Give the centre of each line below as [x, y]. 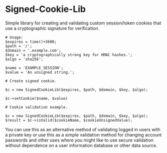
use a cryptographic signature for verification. [52, 28]
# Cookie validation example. [37, 107]
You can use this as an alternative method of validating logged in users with [83, 129]
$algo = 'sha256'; [24, 59]
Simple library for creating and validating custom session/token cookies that [83, 23]
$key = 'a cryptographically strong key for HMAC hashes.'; [69, 55]
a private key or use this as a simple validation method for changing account [83, 135]
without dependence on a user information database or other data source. [81, 145]
